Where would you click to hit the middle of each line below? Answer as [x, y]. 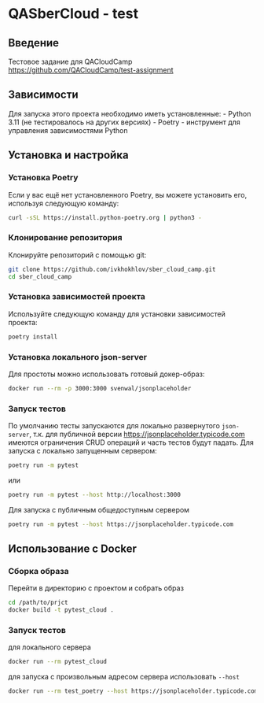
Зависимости [43, 95]
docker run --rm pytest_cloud [58, 662]
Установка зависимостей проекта [77, 297]
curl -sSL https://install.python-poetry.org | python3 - [105, 217]
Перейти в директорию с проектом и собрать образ [96, 588]
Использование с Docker [73, 549]
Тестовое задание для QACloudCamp [70, 61]
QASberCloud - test [73, 14]
